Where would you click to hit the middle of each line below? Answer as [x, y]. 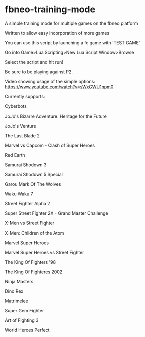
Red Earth [15, 155]
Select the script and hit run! [34, 62]
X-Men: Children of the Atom [35, 233]
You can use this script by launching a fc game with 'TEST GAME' [73, 42]
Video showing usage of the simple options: [50, 81]
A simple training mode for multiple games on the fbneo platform [72, 23]
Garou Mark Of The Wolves [33, 184]
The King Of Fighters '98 [31, 262]
